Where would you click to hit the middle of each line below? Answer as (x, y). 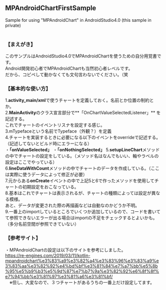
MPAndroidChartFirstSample (51, 8)
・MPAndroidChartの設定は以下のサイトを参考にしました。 (65, 250)
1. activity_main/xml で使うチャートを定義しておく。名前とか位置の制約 (77, 100)
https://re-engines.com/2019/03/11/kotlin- (48, 255)
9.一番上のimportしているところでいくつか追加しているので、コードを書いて (83, 212)
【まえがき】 (21, 44)
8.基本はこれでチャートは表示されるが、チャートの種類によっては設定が (78, 193)
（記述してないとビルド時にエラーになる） (49, 144)
